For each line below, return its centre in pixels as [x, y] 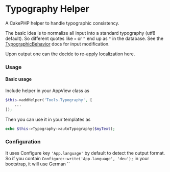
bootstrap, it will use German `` [38, 164]
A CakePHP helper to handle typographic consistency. [62, 23]
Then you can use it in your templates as [48, 119]
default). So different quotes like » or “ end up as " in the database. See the [84, 38]
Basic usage [19, 79]
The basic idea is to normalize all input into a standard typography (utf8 [80, 33]
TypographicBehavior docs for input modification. [57, 44]
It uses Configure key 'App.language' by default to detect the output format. [85, 153]
